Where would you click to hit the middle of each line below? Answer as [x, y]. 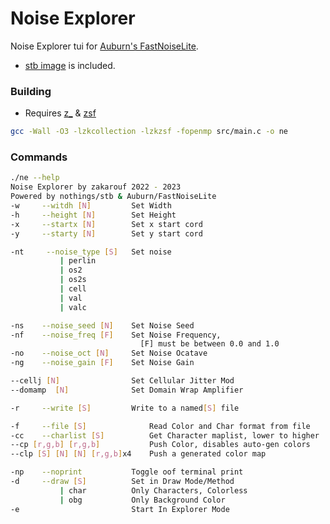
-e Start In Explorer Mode [120, 509]
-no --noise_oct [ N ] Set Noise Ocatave [109, 353]
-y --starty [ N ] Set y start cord [106, 233]
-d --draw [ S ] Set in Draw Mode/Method [122, 482]
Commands [39, 157]
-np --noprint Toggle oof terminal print [127, 472]
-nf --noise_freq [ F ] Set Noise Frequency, [116, 335]
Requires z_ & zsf [60, 113]
